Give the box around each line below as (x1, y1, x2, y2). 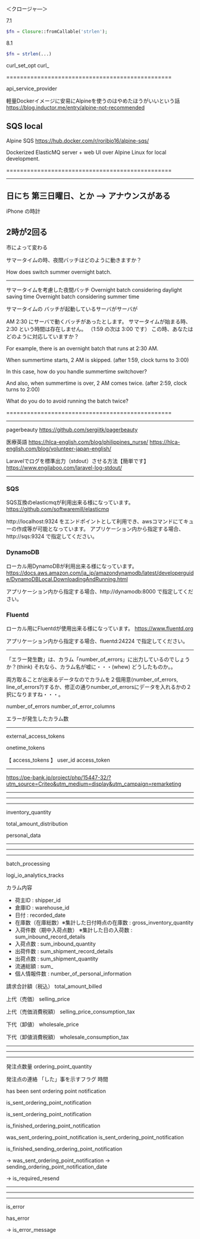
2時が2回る (6, 227, 48, 237)
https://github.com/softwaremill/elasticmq (6, 506, 109, 513)
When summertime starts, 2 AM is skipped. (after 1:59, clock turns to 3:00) (6, 357, 189, 364)
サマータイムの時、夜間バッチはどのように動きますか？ (6, 257, 142, 264)
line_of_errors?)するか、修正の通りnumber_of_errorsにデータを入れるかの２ (6, 684, 192, 691)
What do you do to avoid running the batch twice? (6, 397, 129, 404)
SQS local (6, 121, 43, 131)
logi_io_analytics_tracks (6, 872, 64, 879)
